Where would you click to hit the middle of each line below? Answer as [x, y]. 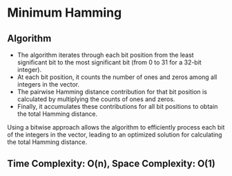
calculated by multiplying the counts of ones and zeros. [96, 99]
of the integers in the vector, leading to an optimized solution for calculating [115, 134]
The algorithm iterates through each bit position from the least [106, 55]
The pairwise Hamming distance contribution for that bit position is [112, 92]
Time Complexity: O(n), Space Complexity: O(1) [111, 164]
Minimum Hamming [65, 13]
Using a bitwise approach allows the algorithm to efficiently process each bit [116, 127]
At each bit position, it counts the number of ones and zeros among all [117, 77]
